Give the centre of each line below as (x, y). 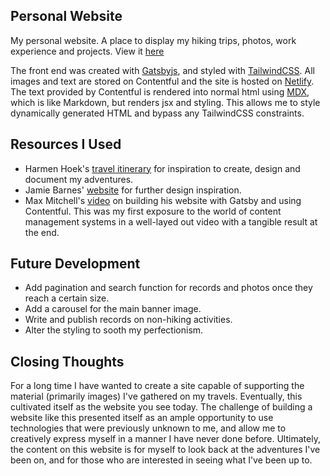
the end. (42, 232)
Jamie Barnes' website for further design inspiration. (133, 190)
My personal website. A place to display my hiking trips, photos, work (153, 40)
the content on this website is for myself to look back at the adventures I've (165, 450)
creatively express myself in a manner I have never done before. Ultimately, (165, 439)
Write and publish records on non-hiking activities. (128, 320)
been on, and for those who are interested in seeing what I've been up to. (161, 460)
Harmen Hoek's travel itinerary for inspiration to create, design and (162, 168)
